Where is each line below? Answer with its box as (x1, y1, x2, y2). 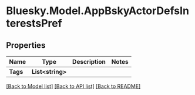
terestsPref (6, 17, 63, 30)
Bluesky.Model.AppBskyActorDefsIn (6, 4, 190, 18)
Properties (6, 40, 46, 50)
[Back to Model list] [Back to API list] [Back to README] (6, 83, 141, 90)
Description (72, 58, 106, 65)
